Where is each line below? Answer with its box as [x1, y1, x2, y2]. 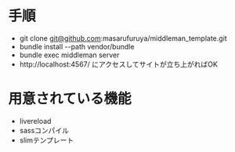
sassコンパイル [19, 125, 69, 135]
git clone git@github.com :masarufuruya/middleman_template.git [19, 33, 227, 43]
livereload [19, 116, 52, 125]
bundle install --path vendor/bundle [19, 42, 135, 51]
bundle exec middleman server [19, 50, 120, 60]
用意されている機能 [8, 90, 132, 108]
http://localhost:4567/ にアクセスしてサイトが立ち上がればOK [19, 60, 218, 69]
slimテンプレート [19, 135, 74, 145]
